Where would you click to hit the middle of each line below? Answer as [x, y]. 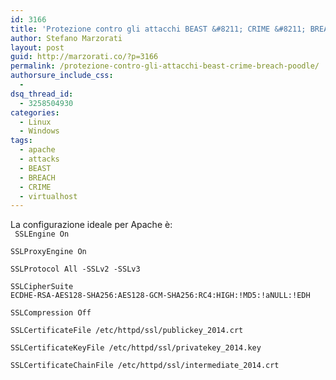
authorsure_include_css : [62, 76]
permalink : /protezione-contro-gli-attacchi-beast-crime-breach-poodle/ [165, 66]
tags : [21, 141]
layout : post [37, 47]
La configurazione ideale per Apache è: [91, 225]
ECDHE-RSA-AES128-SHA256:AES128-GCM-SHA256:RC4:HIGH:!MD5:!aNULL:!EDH [160, 296]
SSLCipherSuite [42, 287]
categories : [35, 112]
